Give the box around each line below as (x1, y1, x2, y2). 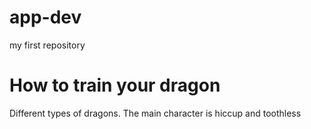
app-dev (9, 6, 82, 29)
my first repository (9, 39, 86, 51)
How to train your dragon (9, 74, 221, 97)
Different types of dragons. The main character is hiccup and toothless (9, 107, 302, 119)
